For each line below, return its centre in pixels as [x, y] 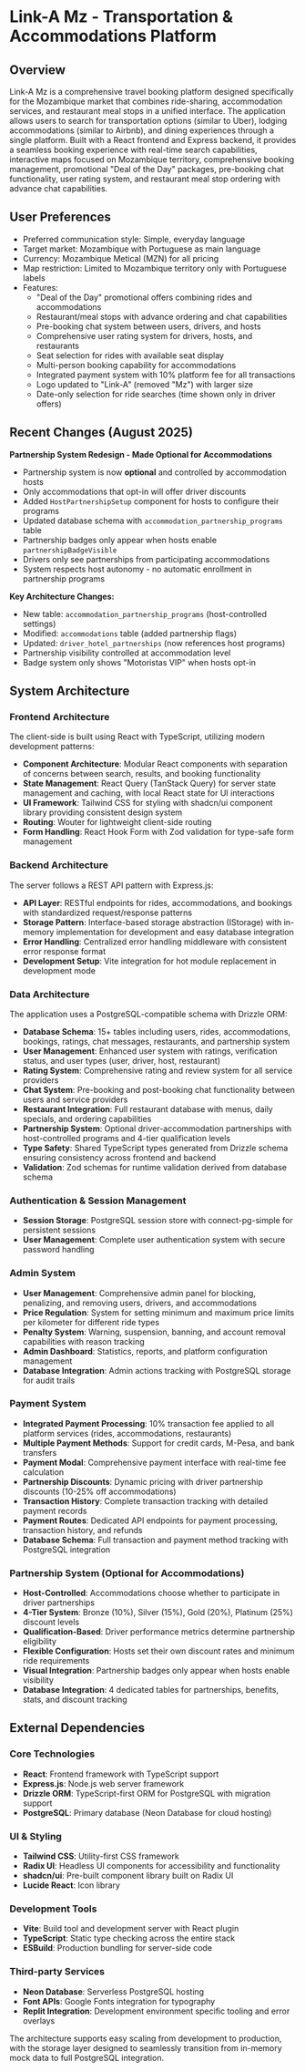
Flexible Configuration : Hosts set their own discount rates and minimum [158, 1651]
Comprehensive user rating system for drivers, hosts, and [144, 335]
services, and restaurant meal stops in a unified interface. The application [147, 111]
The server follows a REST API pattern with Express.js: [112, 885]
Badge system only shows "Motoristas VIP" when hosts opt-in [139, 662]
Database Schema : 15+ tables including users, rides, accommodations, [157, 1031]
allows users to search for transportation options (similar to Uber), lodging [148, 121]
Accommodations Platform [113, 36]
